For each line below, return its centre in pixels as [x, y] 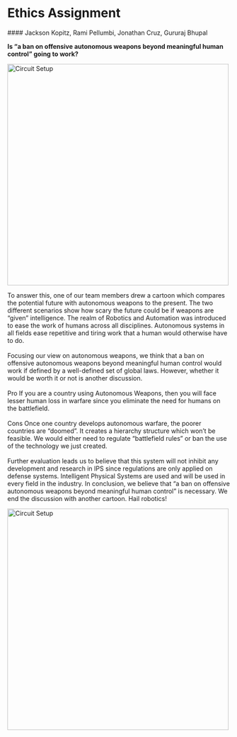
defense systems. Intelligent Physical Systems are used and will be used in [116, 476]
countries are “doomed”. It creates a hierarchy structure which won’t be [111, 431]
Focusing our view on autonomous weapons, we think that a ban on [106, 355]
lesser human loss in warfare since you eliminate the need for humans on [114, 400]
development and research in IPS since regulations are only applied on [110, 468]
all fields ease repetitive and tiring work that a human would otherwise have [117, 333]
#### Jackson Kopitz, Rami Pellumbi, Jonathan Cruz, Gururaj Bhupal [108, 33]
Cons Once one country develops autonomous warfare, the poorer [104, 423]
